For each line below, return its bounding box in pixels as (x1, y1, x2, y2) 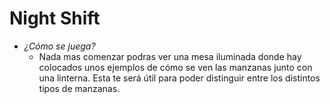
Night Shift (9, 7, 101, 30)
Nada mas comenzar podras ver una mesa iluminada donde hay (38, 50, 302, 62)
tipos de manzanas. (38, 82, 121, 94)
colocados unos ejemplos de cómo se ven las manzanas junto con (38, 61, 313, 73)
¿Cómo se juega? (23, 40, 96, 52)
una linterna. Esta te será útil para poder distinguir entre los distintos (38, 72, 321, 84)
